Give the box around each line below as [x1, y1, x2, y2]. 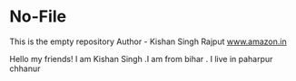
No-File [9, 6, 66, 27]
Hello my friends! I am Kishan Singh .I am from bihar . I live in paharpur [9, 53, 273, 64]
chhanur [9, 63, 41, 74]
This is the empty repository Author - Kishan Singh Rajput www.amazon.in [9, 36, 288, 47]
